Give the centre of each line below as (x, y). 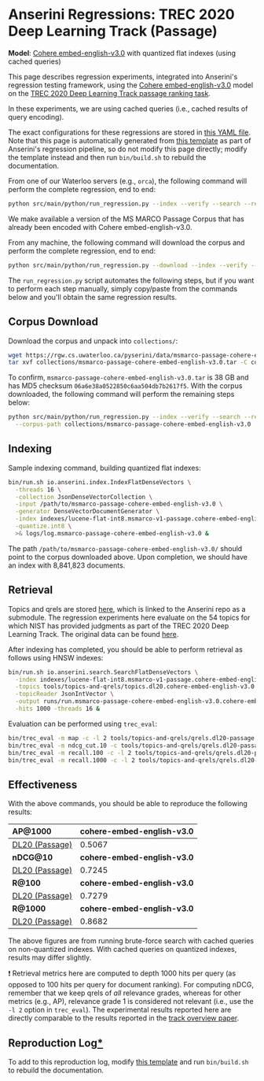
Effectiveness (43, 785)
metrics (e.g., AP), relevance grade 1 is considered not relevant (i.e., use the (131, 1001)
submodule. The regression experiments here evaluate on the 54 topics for (129, 617)
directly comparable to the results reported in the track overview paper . (124, 1018)
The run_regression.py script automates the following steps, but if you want (131, 280)
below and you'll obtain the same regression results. (93, 297)
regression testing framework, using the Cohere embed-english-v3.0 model (131, 85)
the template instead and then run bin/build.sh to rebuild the (107, 157)
